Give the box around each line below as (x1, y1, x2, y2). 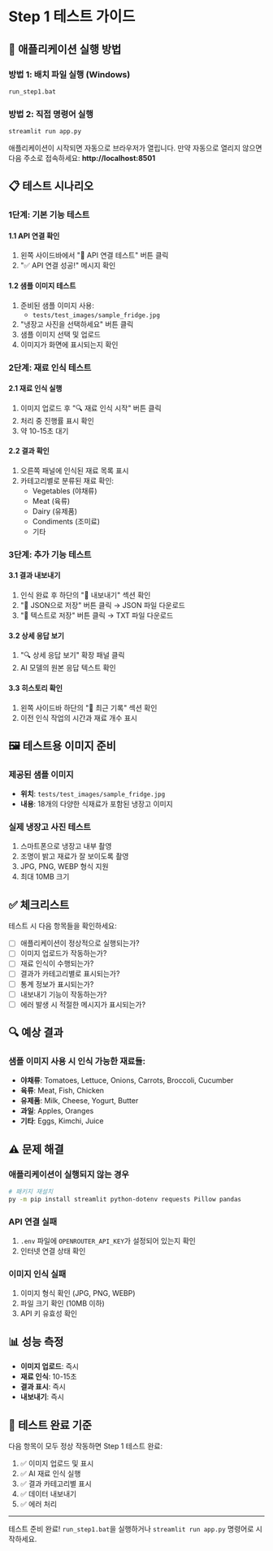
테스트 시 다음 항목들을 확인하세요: (8, 921, 117, 931)
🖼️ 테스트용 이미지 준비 (8, 739, 116, 753)
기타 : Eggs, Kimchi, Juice (19, 1116, 104, 1126)
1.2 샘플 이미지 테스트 (8, 281, 76, 291)
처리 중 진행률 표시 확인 (19, 415, 95, 425)
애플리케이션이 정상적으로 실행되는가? (19, 938, 140, 948)
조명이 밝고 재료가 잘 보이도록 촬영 (19, 851, 129, 862)
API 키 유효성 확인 (19, 1309, 78, 1319)
